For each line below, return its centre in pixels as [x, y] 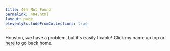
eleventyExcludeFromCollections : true [46, 24]
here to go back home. [29, 43]
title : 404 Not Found [28, 10]
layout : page [19, 19]
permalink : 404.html [27, 14]
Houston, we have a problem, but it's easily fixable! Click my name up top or [85, 38]
